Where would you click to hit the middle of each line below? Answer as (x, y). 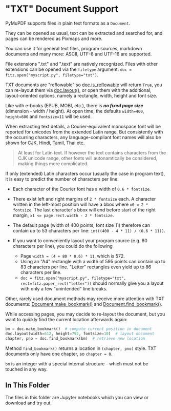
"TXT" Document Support (62, 9)
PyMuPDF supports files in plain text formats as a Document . (68, 23)
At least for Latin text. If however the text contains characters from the (92, 152)
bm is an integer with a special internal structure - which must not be (77, 364)
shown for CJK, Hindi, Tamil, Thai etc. (45, 143)
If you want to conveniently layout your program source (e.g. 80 (80, 240)
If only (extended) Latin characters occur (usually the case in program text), (85, 173)
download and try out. (29, 403)
